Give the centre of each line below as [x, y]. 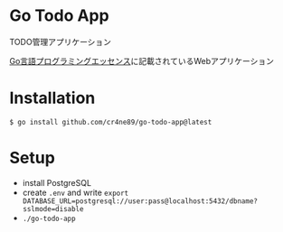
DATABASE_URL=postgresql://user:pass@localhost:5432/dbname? [140, 201]
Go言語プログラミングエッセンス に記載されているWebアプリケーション [141, 60]
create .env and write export [75, 192]
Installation [52, 98]
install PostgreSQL [57, 182]
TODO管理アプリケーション [60, 42]
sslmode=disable [53, 209]
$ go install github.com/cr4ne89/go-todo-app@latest [111, 122]
